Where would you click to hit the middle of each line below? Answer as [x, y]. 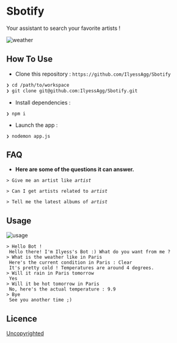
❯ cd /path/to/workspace [38, 85]
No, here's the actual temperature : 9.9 [62, 289]
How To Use [30, 59]
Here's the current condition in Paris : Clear [70, 263]
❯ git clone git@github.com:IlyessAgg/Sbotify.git [72, 91]
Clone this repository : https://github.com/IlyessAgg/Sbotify [93, 74]
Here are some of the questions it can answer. [74, 170]
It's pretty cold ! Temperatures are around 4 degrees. [81, 268]
